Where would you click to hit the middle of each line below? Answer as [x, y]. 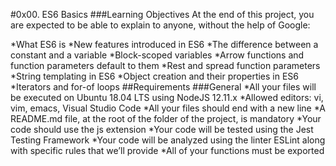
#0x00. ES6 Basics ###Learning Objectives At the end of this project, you [162, 14]
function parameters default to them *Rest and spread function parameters [165, 65]
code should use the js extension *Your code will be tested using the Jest [162, 129]
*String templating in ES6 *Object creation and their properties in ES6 [155, 76]
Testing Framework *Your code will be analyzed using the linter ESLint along [168, 140]
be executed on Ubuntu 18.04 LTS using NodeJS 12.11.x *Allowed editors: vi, [167, 97]
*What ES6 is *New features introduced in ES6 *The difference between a [164, 44]
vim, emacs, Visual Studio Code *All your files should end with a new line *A [168, 108]
